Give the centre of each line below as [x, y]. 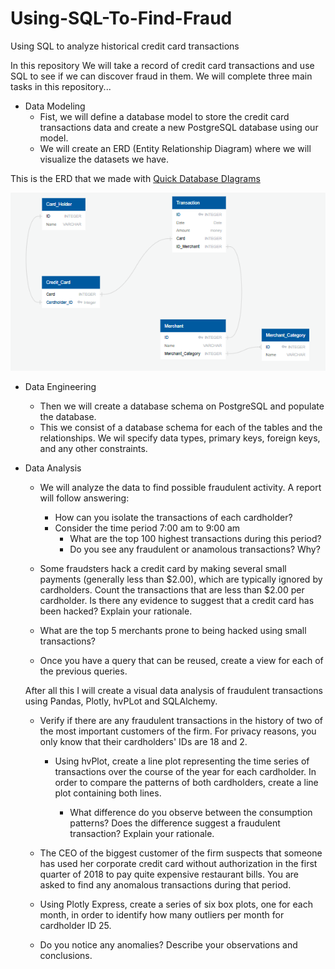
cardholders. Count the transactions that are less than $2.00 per [172, 589]
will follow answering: [84, 498]
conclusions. [66, 955]
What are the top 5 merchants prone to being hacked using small [173, 630]
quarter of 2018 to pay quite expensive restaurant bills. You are [169, 874]
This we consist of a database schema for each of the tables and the [181, 427]
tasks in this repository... [61, 86]
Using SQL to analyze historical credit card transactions [125, 46]
